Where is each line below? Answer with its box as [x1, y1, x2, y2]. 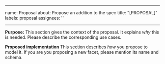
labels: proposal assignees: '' [5, 15, 64, 21]
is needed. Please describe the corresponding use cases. [5, 34, 122, 40]
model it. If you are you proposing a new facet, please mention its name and [5, 49, 159, 55]
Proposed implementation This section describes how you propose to [5, 44, 148, 50]
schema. [5, 55, 23, 60]
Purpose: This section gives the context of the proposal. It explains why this [5, 29, 160, 35]
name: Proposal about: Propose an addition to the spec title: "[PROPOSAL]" [5, 10, 158, 15]
